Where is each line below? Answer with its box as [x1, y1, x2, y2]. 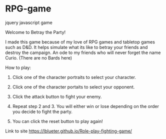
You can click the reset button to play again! [12, 118, 103, 124]
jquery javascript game [5, 19, 52, 25]
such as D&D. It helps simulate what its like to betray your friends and [5, 44, 148, 50]
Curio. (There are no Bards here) [5, 54, 72, 60]
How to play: [5, 64, 31, 70]
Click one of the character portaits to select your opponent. [12, 83, 135, 90]
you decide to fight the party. [12, 108, 72, 114]
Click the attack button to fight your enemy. [12, 93, 102, 99]
